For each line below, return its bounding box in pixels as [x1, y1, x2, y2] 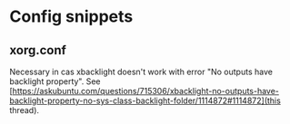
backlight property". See [9, 76, 102, 87]
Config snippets [9, 6, 134, 27]
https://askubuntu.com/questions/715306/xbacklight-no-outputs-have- [12, 86, 280, 96]
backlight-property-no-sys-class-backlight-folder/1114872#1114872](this [9, 95, 282, 106]
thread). [9, 105, 39, 115]
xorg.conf [9, 43, 66, 58]
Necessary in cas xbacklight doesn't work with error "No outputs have [9, 66, 273, 77]
